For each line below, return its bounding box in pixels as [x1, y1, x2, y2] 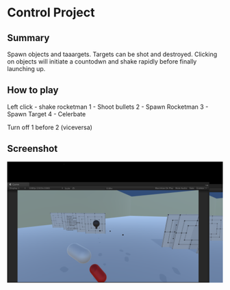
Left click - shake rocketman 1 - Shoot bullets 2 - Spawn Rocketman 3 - [7, 103, 209, 111]
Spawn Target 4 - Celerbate [7, 109, 86, 118]
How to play [7, 84, 59, 96]
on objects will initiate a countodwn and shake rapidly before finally [7, 57, 197, 66]
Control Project [7, 5, 95, 21]
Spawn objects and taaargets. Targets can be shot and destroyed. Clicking [7, 50, 218, 58]
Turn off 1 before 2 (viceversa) [7, 123, 92, 131]
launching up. [7, 65, 46, 72]
